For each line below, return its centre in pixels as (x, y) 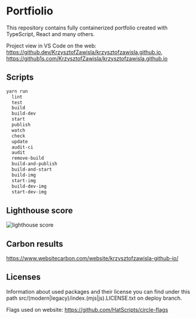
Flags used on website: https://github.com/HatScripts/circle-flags (87, 309)
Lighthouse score (40, 211)
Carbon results (35, 244)
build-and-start (32, 169)
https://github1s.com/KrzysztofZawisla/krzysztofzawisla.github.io (87, 58)
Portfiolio (30, 11)
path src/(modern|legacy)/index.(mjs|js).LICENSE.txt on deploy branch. (94, 298)
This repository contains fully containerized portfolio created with (87, 28)
